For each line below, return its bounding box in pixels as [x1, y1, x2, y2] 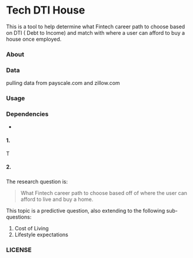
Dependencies [6, 110, 49, 118]
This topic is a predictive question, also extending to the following [6, 207, 165, 214]
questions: [6, 213, 32, 221]
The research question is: [6, 178, 68, 186]
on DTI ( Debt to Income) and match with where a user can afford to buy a [6, 29, 185, 36]
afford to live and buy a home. [20, 196, 94, 203]
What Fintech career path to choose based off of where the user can [20, 190, 187, 197]
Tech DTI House [6, 4, 85, 17]
